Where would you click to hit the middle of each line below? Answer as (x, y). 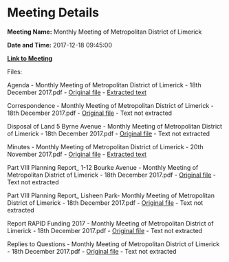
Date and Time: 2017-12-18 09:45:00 (59, 45)
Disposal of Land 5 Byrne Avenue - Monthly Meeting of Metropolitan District (115, 126)
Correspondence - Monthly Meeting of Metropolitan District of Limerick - (111, 105)
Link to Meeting (30, 58)
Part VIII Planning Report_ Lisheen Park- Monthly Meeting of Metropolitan (111, 195)
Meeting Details (53, 13)
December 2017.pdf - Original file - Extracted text (77, 92)
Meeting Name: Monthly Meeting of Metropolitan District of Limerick (105, 32)
